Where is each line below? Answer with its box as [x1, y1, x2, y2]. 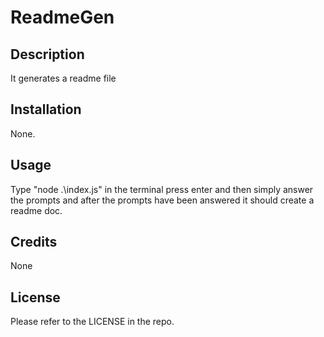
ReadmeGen [10, 6, 115, 29]
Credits [10, 234, 58, 251]
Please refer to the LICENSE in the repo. [10, 316, 175, 328]
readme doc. [10, 204, 63, 216]
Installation [10, 101, 82, 118]
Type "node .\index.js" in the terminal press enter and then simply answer [10, 183, 314, 195]
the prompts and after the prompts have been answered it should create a [10, 194, 315, 206]
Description [10, 46, 85, 63]
